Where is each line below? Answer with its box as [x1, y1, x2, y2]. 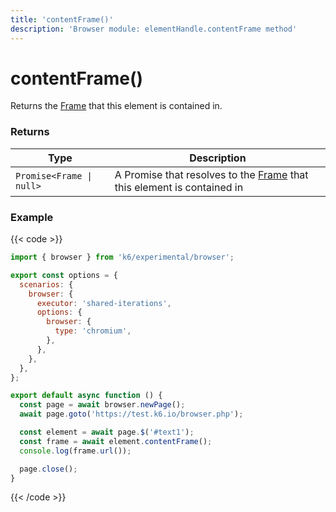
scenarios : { [19, 279, 74, 290]
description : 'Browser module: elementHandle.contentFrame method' [10, 24, 298, 34]
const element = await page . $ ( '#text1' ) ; [19, 427, 195, 438]
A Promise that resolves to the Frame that [114, 167, 309, 181]
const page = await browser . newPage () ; [19, 400, 186, 410]
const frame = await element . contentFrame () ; [19, 436, 213, 446]
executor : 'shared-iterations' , [36, 298, 172, 308]
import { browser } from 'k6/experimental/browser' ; [10, 252, 235, 263]
